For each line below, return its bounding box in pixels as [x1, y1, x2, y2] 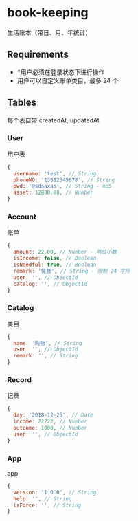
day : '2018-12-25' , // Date [13, 412, 94, 419]
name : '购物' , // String [13, 340, 82, 346]
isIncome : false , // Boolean [13, 255, 97, 262]
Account [7, 212, 36, 221]
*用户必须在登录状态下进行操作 [16, 67, 105, 76]
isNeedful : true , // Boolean [13, 261, 97, 269]
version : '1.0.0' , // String [13, 489, 97, 496]
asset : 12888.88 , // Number [13, 189, 94, 197]
